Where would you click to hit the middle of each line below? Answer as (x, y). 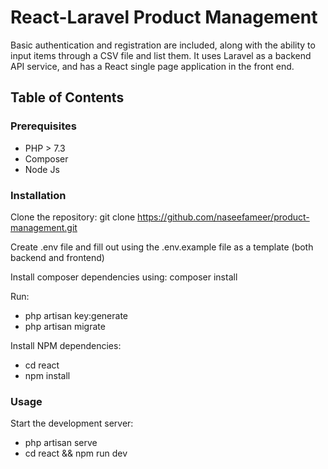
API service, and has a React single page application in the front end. (152, 66)
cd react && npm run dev (76, 453)
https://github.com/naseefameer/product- (223, 217)
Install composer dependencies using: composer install (124, 277)
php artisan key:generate (76, 315)
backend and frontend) (57, 257)
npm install (47, 375)
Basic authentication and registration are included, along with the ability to (163, 45)
